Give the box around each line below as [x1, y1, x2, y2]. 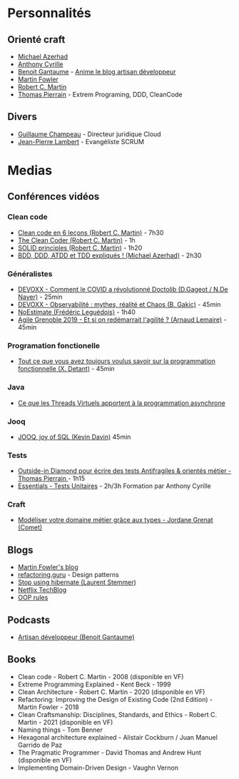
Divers [7, 111, 37, 123]
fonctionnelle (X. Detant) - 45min [17, 365, 116, 373]
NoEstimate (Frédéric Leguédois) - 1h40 [17, 307, 136, 316]
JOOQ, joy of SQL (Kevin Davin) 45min [17, 432, 131, 441]
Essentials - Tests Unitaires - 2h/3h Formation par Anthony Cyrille [17, 482, 212, 490]
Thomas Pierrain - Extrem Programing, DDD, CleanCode [17, 91, 183, 98]
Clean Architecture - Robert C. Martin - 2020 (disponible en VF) [17, 687, 205, 696]
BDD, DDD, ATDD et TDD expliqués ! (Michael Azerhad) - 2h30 [17, 251, 202, 260]
